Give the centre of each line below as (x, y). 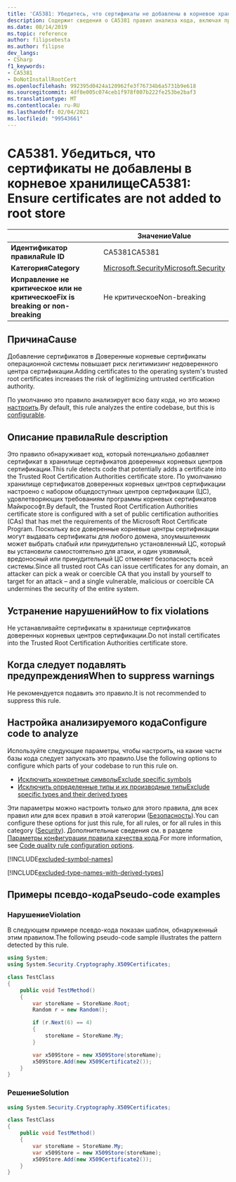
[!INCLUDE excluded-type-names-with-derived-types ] (85, 872)
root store (37, 213)
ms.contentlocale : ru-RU (44, 106)
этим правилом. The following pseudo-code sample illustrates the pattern (114, 938)
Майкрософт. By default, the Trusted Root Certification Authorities (103, 506)
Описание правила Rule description (88, 437)
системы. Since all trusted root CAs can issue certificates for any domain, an (118, 566)
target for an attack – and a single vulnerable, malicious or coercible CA (111, 581)
